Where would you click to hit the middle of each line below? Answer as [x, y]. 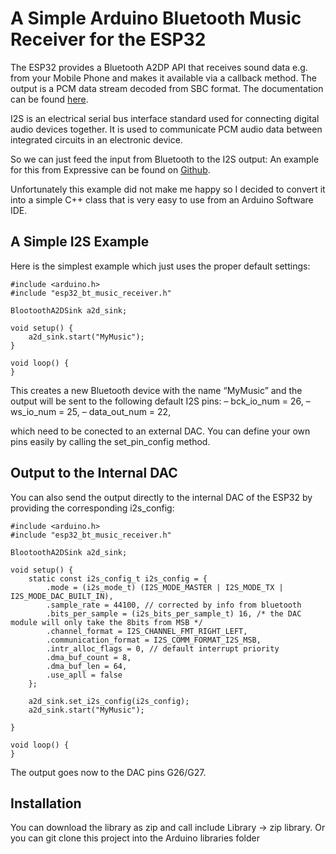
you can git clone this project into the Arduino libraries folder [135, 838]
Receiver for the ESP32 [108, 39]
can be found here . [49, 99]
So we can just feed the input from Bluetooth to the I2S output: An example [165, 159]
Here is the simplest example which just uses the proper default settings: [160, 266]
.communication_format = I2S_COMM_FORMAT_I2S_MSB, [154, 640]
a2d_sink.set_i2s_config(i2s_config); [109, 701]
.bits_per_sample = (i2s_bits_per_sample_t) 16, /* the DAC [174, 613]
